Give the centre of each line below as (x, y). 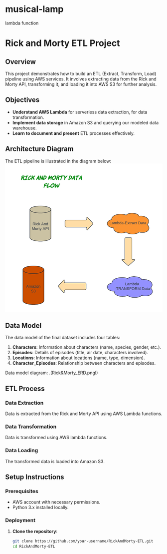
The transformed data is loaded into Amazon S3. (55, 461)
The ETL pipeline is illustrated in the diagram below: (58, 161)
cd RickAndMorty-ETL (34, 546)
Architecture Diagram (39, 149)
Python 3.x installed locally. (40, 508)
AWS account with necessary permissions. (56, 502)
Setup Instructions (35, 477)
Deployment (20, 521)
